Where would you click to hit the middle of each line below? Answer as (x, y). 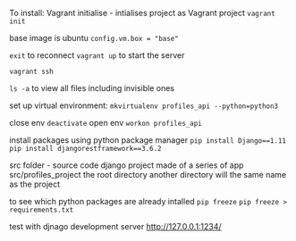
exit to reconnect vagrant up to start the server (97, 55)
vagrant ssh (31, 71)
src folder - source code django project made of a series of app (127, 165)
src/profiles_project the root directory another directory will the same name (148, 175)
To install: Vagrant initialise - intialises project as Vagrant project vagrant (142, 13)
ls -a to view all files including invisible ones (92, 88)
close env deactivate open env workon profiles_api (106, 123)
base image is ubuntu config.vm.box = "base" (94, 38)
